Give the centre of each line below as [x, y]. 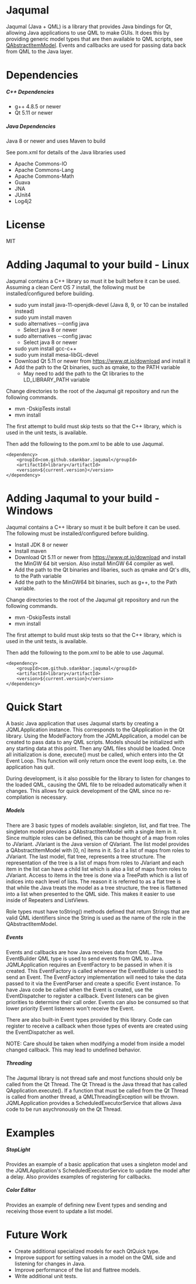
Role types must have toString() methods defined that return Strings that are [98, 911]
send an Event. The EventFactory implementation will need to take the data [96, 977]
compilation [20, 797]
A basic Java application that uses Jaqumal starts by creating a [82, 723]
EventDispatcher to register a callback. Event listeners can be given [87, 996]
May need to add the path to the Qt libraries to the [84, 373]
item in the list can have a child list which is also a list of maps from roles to [97, 869]
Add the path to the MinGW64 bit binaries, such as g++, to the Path [96, 582]
